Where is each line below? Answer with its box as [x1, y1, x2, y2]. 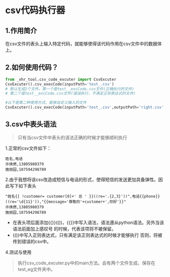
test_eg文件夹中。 [17, 266, 56, 272]
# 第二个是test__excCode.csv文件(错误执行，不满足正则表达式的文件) [5, 91, 136, 96]
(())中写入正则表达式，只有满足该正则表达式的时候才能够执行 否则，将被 [12, 232, 163, 238]
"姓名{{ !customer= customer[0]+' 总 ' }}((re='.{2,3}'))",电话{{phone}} [5, 194, 160, 199]
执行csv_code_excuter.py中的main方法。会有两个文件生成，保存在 [17, 260, 156, 266]
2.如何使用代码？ [5, 63, 59, 72]
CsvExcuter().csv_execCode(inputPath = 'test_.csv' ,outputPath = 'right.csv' [5, 105, 164, 110]
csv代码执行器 [5, 5, 65, 16]
